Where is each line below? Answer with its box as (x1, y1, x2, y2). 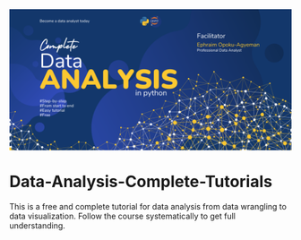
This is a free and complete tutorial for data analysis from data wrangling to (9, 201, 287, 211)
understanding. (9, 219, 65, 231)
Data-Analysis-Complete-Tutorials (9, 172, 273, 192)
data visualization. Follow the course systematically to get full (9, 210, 236, 221)
